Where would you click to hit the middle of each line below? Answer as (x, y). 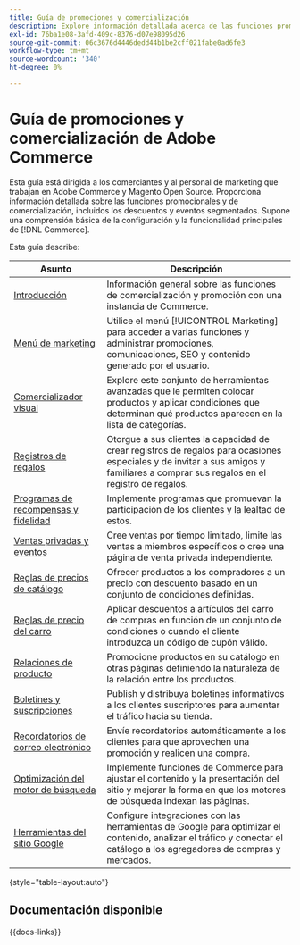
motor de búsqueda (55, 790)
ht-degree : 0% (36, 68)
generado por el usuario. (158, 365)
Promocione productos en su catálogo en (193, 656)
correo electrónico (53, 747)
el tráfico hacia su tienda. (159, 715)
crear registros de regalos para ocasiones (194, 450)
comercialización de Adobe (113, 138)
